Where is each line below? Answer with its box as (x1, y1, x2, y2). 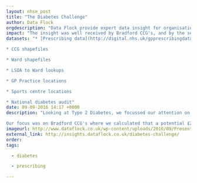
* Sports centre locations (6, 88, 72, 94)
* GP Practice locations (6, 78, 67, 84)
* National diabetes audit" (6, 99, 75, 105)
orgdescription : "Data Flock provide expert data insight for (6, 25, 161, 31)
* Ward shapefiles (6, 57, 51, 63)
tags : (6, 142, 19, 148)
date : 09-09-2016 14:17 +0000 (6, 105, 80, 111)
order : (6, 137, 22, 143)
